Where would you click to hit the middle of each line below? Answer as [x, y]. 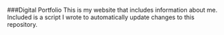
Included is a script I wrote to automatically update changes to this [101, 17]
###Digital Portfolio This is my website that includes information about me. [112, 10]
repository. [22, 24]
